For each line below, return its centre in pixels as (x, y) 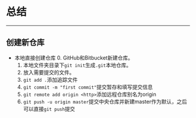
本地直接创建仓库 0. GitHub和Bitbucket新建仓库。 (73, 58)
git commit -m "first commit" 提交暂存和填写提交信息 (88, 87)
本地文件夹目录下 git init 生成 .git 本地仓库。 (77, 65)
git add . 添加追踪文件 (50, 79)
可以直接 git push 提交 (49, 109)
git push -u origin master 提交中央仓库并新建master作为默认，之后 (105, 101)
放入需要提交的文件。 (49, 72)
